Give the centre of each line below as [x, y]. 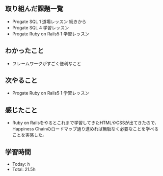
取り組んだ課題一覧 [34, 9]
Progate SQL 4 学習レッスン [41, 27]
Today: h [21, 164]
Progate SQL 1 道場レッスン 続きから [49, 22]
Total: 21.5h [24, 169]
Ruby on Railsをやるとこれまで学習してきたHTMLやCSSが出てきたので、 [86, 123]
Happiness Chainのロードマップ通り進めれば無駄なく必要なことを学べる [85, 129]
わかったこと [25, 51]
